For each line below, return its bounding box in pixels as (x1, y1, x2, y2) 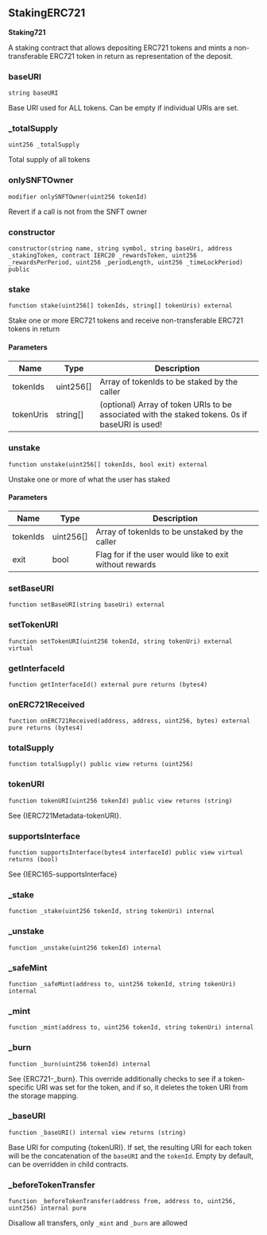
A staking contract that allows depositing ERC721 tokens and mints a (8, 43, 233, 52)
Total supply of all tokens (8, 155, 91, 165)
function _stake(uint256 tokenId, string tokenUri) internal (8, 908, 215, 916)
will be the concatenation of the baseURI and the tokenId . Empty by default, (8, 1151, 254, 1160)
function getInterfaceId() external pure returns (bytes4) (8, 680, 208, 688)
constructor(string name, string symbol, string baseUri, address (8, 245, 233, 253)
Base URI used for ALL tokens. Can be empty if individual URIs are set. (8, 103, 239, 113)
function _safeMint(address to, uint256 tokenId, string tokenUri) (8, 980, 237, 988)
